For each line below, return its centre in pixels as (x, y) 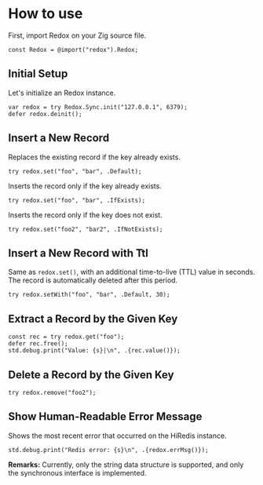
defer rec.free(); (38, 344)
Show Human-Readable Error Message (105, 417)
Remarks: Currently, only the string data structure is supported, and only (126, 465)
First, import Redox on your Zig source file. (77, 35)
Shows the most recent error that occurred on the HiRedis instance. (117, 436)
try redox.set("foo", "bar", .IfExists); (77, 200)
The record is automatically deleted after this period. (93, 280)
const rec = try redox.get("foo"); (66, 337)
